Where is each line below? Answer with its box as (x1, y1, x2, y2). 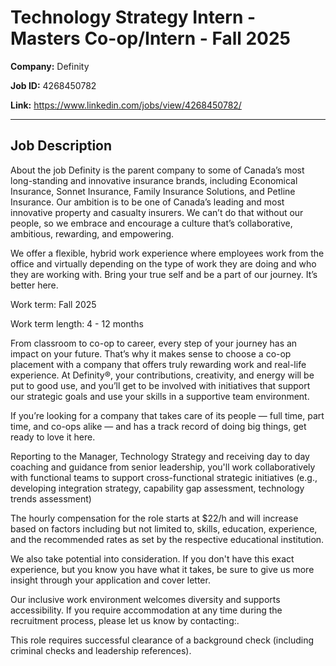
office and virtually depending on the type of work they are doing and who (10, 257, 317, 270)
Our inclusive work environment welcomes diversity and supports (10, 593, 281, 605)
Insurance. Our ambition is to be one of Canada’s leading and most (10, 196, 285, 208)
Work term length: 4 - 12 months (10, 317, 144, 330)
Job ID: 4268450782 (10, 79, 97, 91)
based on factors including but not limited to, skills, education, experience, (10, 522, 318, 535)
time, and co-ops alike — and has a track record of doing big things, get (10, 420, 307, 432)
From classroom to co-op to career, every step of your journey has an (10, 337, 298, 349)
